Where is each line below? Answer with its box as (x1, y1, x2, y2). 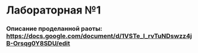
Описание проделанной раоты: (6, 25, 103, 33)
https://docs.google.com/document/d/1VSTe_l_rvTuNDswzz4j (6, 32, 192, 40)
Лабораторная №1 (6, 4, 101, 17)
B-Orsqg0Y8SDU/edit (6, 39, 70, 48)
